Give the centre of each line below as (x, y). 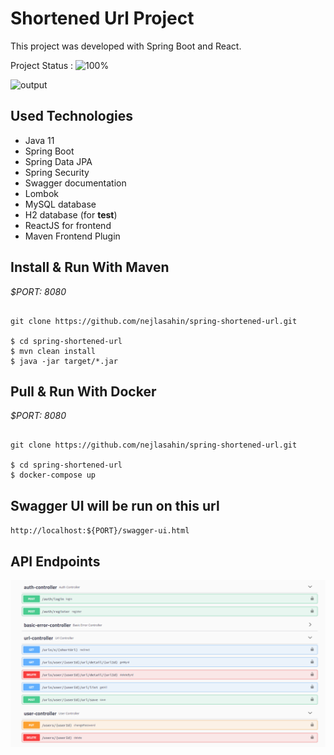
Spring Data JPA (58, 161)
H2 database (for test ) (71, 214)
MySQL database (60, 204)
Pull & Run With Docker (83, 391)
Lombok (42, 193)
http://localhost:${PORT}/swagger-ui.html (100, 531)
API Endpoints (55, 561)
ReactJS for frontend (68, 225)
